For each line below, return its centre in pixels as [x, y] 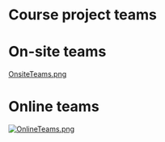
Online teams [54, 107]
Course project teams [83, 15]
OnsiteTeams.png [38, 74]
